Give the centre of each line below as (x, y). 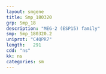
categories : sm (25, 61)
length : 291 (24, 45)
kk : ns (14, 56)
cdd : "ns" (19, 51)
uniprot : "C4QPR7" (29, 39)
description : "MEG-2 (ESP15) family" (53, 28)
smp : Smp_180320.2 (29, 34)
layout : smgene (25, 12)
